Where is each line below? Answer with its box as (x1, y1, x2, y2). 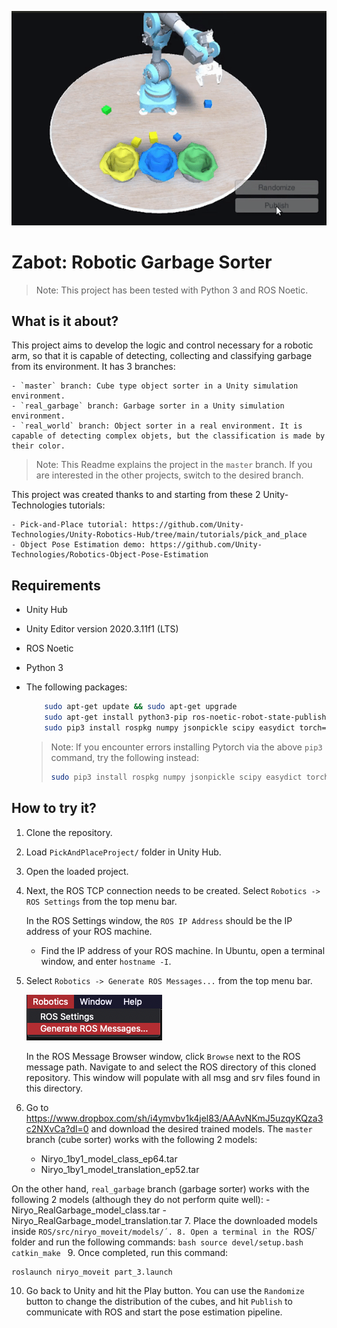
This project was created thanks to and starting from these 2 (11, 489, 261, 501)
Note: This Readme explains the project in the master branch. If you (35, 459, 313, 471)
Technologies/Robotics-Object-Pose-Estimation (11, 550, 209, 560)
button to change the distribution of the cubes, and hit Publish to (25, 1296, 293, 1308)
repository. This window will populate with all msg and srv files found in (25, 1071, 321, 1083)
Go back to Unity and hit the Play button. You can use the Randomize (25, 1285, 305, 1297)
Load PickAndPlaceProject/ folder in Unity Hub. (25, 846, 222, 858)
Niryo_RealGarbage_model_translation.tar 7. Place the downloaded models (11, 1214, 318, 1226)
